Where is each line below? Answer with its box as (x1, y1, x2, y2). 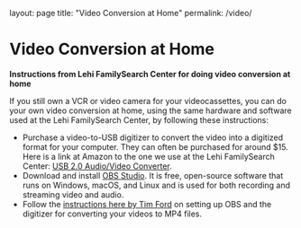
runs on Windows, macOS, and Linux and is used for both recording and (22, 180, 291, 190)
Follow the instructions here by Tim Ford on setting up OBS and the (22, 198, 272, 209)
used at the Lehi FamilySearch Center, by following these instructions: (9, 114, 269, 125)
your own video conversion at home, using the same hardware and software (9, 105, 292, 116)
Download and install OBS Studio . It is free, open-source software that (22, 170, 284, 180)
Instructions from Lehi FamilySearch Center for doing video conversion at (9, 68, 291, 79)
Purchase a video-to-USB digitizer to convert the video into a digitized (22, 132, 284, 143)
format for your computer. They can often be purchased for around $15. (22, 141, 288, 152)
